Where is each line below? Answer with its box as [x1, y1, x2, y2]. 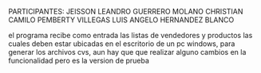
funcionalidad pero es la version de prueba [8, 56, 150, 65]
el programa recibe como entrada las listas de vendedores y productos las [8, 31, 253, 40]
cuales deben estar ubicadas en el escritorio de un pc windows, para [8, 39, 235, 48]
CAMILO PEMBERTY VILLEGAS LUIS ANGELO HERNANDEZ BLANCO [8, 15, 235, 25]
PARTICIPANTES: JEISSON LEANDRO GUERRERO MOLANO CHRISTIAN [8, 7, 243, 16]
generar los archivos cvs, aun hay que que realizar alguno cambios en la [8, 48, 247, 56]
